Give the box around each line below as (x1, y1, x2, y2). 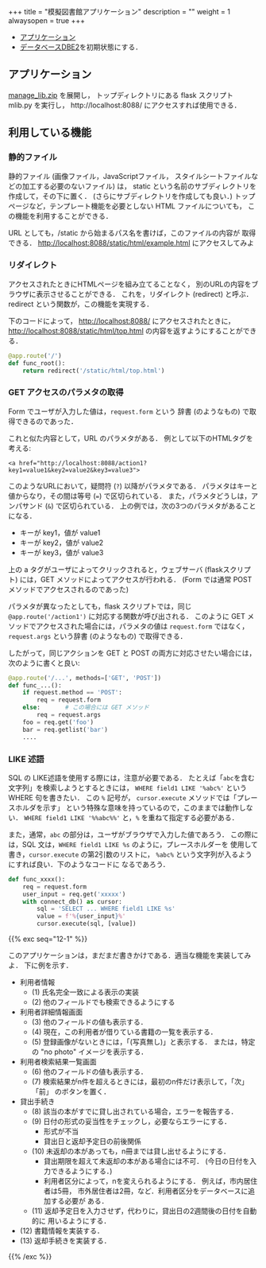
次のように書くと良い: (8, 658, 81, 667)
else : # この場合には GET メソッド (22, 703, 149, 712)
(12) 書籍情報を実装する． (19, 1226, 105, 1235)
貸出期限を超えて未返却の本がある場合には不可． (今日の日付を (43, 1157, 250, 1166)
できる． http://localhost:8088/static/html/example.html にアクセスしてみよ (8, 238, 255, 247)
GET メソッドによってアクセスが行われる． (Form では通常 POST (40, 574, 253, 584)
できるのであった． (14, 416, 78, 426)
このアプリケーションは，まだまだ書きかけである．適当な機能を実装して (8, 951, 245, 960)
